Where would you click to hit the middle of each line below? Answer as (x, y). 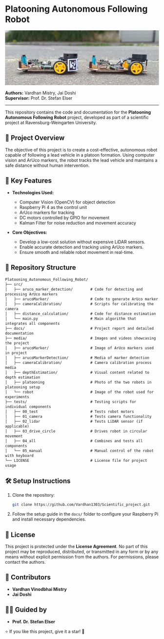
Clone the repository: (33, 495)
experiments (17, 397)
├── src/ (14, 284)
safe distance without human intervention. (47, 165)
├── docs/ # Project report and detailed (79, 328)
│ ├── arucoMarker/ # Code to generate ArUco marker (82, 299)
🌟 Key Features (29, 181)
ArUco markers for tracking (47, 212)
